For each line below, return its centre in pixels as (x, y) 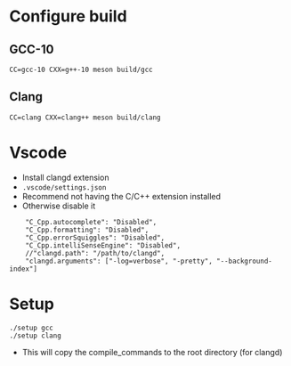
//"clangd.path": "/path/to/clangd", (95, 253)
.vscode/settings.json (64, 187)
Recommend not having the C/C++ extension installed (121, 196)
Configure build (68, 16)
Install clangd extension (65, 177)
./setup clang (36, 336)
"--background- (245, 261)
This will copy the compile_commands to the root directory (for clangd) (152, 352)
